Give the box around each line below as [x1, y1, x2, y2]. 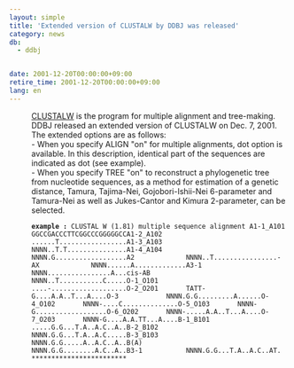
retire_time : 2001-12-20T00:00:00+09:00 [9, 78, 161, 87]
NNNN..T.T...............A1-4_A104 [31, 245, 163, 254]
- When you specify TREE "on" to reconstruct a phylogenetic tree [31, 167, 270, 177]
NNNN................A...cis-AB [31, 268, 151, 278]
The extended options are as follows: [31, 129, 166, 140]
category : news [9, 29, 66, 38]
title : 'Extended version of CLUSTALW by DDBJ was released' [9, 21, 240, 30]
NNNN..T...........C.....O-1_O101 [31, 276, 159, 285]
